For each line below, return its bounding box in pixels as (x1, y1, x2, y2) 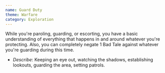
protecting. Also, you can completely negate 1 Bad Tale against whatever (5, 42, 159, 48)
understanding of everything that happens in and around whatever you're (5, 36, 160, 42)
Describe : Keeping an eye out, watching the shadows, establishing (12, 57, 154, 63)
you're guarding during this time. (5, 47, 74, 53)
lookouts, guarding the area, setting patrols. (12, 62, 105, 68)
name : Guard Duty (5, 7, 43, 13)
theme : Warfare (5, 12, 38, 17)
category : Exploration (5, 17, 54, 22)
